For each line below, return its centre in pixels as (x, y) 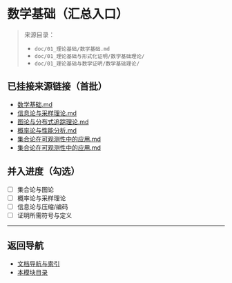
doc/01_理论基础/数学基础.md (72, 49)
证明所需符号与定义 (45, 215)
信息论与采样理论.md (47, 113)
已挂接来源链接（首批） (57, 87)
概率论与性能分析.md (47, 130)
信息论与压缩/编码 (42, 206)
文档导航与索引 (38, 264)
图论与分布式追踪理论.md (53, 121)
